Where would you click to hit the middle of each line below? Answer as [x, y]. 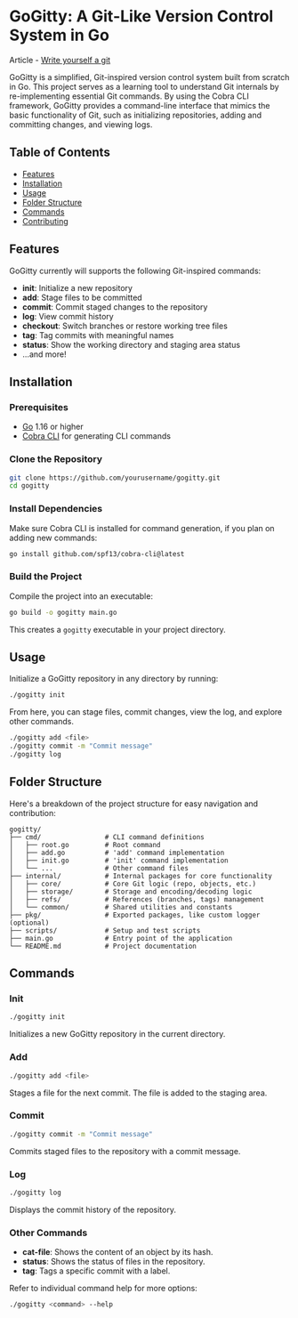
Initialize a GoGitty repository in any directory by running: [114, 679]
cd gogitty [29, 486]
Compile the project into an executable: [81, 596]
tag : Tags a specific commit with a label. [96, 1271]
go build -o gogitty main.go [63, 612]
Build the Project [46, 577]
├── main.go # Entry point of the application [121, 938]
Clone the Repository [56, 459]
